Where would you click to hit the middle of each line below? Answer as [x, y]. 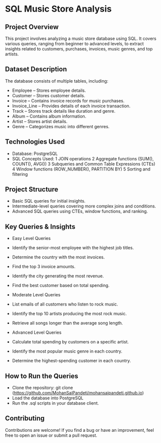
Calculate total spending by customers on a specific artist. [70, 342]
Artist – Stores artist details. [40, 121]
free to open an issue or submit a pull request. [51, 435]
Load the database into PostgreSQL [48, 398]
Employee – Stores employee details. [49, 90]
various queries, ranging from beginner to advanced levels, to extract [74, 44]
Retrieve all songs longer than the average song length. [67, 323]
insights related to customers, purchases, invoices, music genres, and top [79, 49]
